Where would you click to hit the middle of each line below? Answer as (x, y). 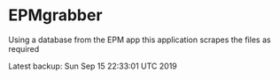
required (24, 48)
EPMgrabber (55, 15)
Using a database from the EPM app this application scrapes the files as (140, 40)
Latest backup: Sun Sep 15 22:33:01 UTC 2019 (93, 66)
